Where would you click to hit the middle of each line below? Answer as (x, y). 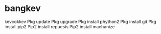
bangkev (23, 8)
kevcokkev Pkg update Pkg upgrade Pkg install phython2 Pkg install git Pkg (80, 22)
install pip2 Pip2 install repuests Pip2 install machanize (60, 26)
